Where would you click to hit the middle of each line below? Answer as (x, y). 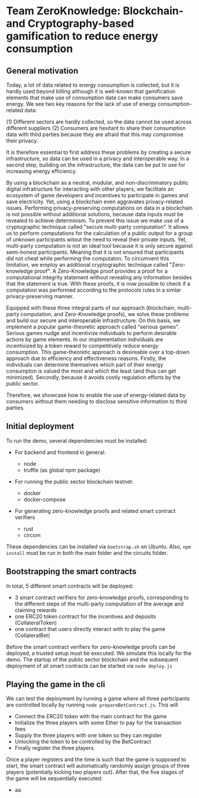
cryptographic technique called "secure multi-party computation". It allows (97, 227)
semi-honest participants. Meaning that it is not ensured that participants (95, 252)
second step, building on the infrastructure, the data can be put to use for (96, 165)
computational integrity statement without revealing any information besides (99, 277)
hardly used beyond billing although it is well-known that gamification (91, 91)
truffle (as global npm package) (62, 470)
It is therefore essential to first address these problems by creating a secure (99, 152)
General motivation (42, 70)
